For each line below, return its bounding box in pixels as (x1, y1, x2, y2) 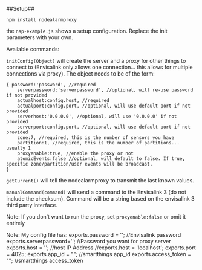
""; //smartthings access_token (6, 257, 83, 264)
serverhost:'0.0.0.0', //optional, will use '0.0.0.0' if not (17, 114, 177, 120)
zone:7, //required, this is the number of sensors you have (17, 135, 174, 141)
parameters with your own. (6, 34, 74, 41)
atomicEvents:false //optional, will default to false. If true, (17, 156, 186, 162)
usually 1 (6, 145, 31, 151)
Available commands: (6, 45, 60, 53)
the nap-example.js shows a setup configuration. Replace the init (6, 27, 168, 34)
